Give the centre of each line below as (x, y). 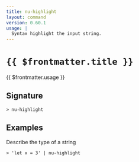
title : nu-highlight (32, 12)
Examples (25, 128)
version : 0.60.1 (26, 23)
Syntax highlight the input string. (56, 34)
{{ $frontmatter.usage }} (35, 77)
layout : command (26, 17)
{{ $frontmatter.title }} (70, 62)
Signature (25, 96)
